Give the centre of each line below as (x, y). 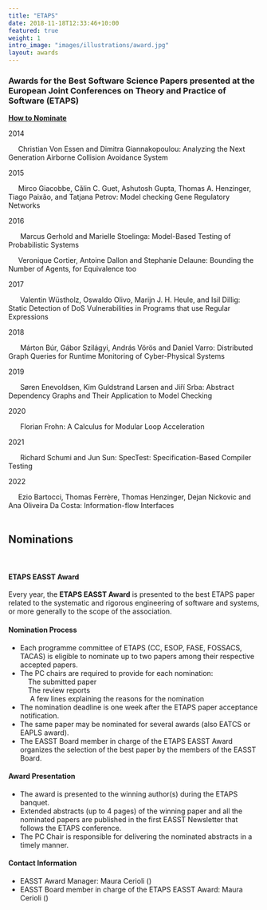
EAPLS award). (44, 733)
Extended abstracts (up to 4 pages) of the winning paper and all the (131, 811)
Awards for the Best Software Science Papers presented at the (132, 81)
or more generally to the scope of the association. (90, 611)
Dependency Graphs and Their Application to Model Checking (110, 395)
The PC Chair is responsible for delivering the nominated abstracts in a (136, 836)
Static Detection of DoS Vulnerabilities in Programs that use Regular (120, 308)
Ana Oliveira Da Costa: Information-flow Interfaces (91, 506)
